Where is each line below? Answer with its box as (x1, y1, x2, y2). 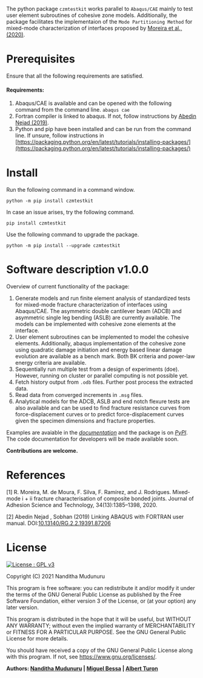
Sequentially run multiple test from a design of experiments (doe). (15, 365, 180, 373)
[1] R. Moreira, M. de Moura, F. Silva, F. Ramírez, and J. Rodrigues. (6, 488, 171, 495)
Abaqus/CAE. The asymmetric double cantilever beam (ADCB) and (15, 308, 182, 315)
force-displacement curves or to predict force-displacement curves (15, 411, 184, 418)
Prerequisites (6, 52, 76, 66)
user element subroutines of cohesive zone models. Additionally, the (6, 12, 178, 19)
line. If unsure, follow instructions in (15, 132, 104, 139)
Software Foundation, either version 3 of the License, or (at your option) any (6, 597, 196, 605)
